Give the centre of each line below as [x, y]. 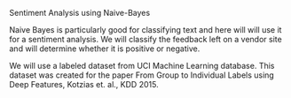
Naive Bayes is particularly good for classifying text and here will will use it [145, 30]
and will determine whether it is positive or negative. [105, 49]
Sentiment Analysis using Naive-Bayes [80, 13]
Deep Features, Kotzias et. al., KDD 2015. [84, 84]
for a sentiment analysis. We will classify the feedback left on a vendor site [145, 39]
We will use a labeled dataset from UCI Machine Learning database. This [142, 66]
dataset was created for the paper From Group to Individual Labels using [142, 75]
